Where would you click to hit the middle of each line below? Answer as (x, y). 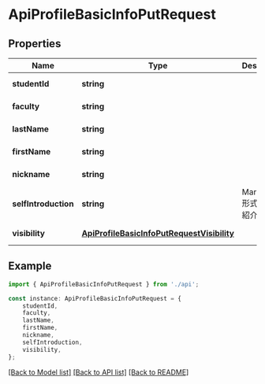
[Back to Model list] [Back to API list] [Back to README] (99, 372)
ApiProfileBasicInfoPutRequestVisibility (158, 233)
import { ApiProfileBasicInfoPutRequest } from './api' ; (104, 284)
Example (30, 266)
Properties (35, 44)
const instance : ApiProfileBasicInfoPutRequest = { (95, 298)
